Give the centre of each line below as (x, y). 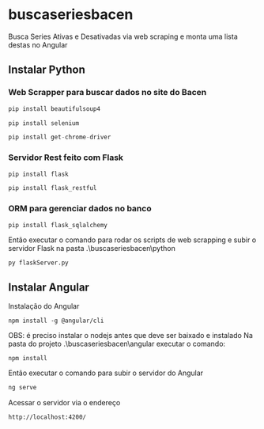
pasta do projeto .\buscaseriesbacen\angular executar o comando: (117, 344)
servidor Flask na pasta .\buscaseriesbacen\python (92, 249)
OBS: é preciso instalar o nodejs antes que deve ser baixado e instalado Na (130, 336)
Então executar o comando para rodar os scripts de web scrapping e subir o (132, 240)
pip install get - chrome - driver (60, 137)
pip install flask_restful (53, 188)
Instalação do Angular (44, 306)
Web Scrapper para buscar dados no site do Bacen (107, 93)
